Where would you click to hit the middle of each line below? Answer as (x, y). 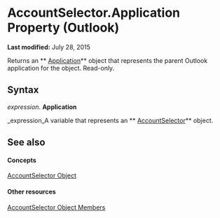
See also (26, 142)
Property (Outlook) (63, 28)
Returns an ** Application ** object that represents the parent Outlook (108, 60)
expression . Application (42, 107)
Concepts (22, 160)
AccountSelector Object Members (56, 207)
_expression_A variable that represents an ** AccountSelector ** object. (110, 120)
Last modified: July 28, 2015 (49, 47)
